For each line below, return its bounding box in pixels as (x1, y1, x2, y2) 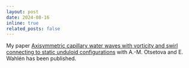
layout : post (6, 8, 39, 15)
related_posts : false (6, 25, 61, 32)
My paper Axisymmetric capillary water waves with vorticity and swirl (6, 42, 178, 49)
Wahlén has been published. (6, 55, 77, 62)
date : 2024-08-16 (6, 14, 50, 20)
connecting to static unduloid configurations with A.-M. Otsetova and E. (6, 49, 184, 56)
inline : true (6, 20, 39, 26)
